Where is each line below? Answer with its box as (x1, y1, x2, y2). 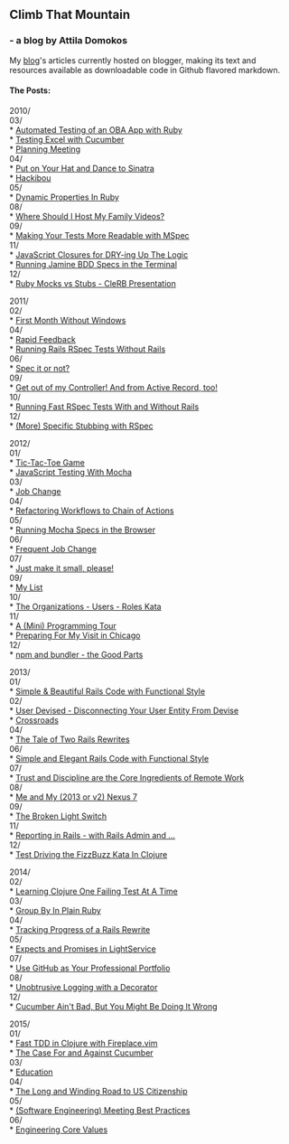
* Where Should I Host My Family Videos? (9, 211, 165, 221)
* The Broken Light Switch (9, 811, 107, 821)
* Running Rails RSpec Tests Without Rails (9, 343, 166, 354)
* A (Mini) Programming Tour (9, 620, 117, 631)
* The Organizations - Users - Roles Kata (9, 601, 162, 612)
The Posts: (9, 85, 51, 96)
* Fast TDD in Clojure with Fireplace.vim (9, 1037, 158, 1048)
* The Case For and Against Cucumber (9, 1047, 154, 1058)
